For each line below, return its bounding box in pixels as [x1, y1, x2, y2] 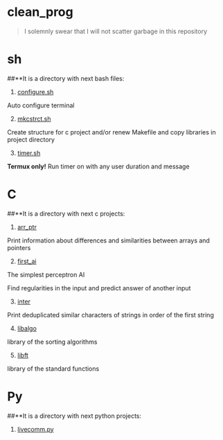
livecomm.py [17, 425, 54, 433]
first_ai [17, 257, 37, 265]
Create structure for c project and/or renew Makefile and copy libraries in [7, 127, 216, 136]
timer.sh [17, 148, 41, 157]
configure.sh [17, 87, 54, 96]
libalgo [17, 324, 37, 333]
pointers [7, 243, 31, 252]
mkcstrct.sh [17, 114, 51, 123]
